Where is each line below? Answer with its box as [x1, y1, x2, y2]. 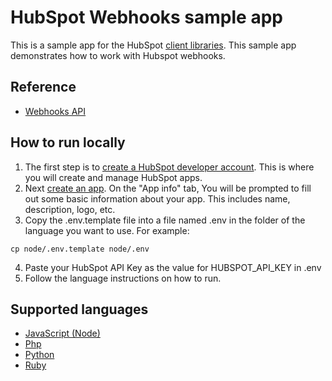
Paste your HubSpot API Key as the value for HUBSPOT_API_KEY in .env [24, 261, 322, 273]
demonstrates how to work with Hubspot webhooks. [10, 49, 226, 61]
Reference [10, 79, 77, 96]
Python [24, 349, 55, 361]
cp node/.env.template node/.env [10, 244, 150, 254]
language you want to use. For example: [24, 224, 190, 236]
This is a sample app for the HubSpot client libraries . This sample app [10, 39, 297, 51]
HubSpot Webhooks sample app [10, 6, 283, 29]
